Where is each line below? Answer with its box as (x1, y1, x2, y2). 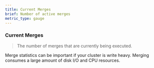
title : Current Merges (5, 7, 51, 12)
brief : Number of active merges (5, 12, 70, 16)
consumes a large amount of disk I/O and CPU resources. (5, 57, 120, 63)
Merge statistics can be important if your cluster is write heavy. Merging (5, 52, 149, 58)
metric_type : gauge (5, 16, 45, 21)
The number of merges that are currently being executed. (17, 43, 133, 49)
